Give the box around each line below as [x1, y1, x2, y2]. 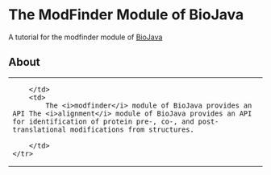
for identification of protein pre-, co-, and [12, 116, 195, 126]
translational [12, 124, 67, 134]
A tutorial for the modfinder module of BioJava [8, 32, 163, 42]
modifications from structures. [69, 124, 195, 134]
